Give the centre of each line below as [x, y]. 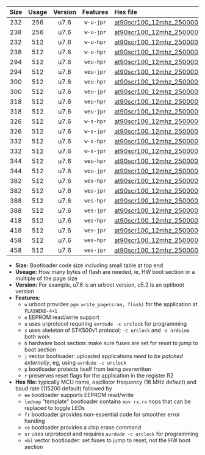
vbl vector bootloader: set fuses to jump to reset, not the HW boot [107, 440]
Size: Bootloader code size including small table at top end [89, 265]
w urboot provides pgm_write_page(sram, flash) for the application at [111, 304]
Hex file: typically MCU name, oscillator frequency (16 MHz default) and [106, 382]
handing [34, 421]
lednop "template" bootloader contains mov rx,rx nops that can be [107, 401]
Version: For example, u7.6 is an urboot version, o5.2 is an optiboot [100, 285]
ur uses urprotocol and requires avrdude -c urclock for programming [111, 434]
